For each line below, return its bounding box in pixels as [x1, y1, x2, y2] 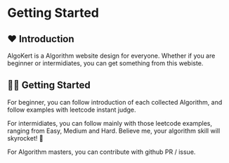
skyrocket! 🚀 [7, 133, 44, 142]
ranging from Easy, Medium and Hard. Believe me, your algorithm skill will [7, 126, 221, 135]
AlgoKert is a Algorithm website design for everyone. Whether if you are [7, 51, 216, 60]
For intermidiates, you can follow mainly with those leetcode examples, [7, 119, 213, 127]
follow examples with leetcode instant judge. [7, 105, 136, 114]
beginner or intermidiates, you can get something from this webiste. [7, 59, 204, 67]
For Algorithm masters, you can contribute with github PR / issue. [7, 148, 196, 156]
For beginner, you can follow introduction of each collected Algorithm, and [7, 98, 223, 106]
